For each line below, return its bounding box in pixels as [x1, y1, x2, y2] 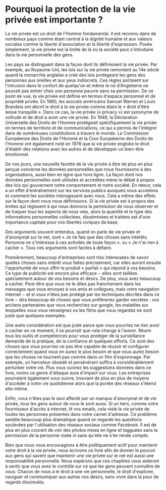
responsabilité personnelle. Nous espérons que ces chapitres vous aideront [5, 458, 160, 464]
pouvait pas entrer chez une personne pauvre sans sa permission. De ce [5, 88, 154, 94]
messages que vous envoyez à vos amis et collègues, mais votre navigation [5, 286, 160, 292]
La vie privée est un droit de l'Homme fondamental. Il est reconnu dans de [5, 30, 157, 36]
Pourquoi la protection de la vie [5, 3, 136, 15]
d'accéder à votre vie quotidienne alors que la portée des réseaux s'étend [5, 380, 156, 386]
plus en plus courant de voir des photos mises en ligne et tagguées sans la [5, 427, 158, 433]
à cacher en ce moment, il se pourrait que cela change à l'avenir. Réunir [5, 327, 152, 333]
